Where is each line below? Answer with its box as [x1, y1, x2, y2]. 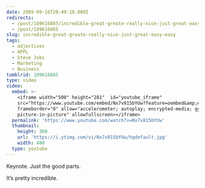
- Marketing [12, 60, 43, 66]
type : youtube [12, 145, 48, 152]
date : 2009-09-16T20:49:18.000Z [6, 9, 88, 15]
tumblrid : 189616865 [6, 72, 59, 78]
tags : [6, 37, 20, 43]
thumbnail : [12, 123, 40, 129]
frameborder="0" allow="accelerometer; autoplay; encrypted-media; [17, 105, 192, 112]
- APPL [12, 49, 29, 55]
